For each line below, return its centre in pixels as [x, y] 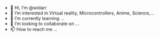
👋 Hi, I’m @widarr [28, 8]
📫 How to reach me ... [34, 29]
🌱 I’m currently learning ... [37, 18]
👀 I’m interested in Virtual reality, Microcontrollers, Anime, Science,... [82, 13]
